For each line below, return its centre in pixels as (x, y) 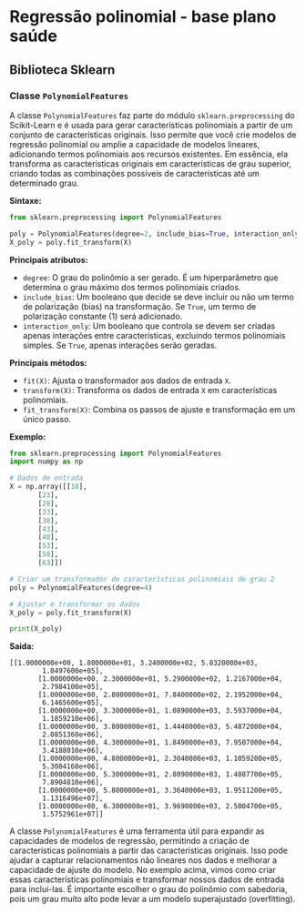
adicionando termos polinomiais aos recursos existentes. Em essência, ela (149, 154)
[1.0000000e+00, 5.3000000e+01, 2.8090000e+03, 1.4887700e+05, (160, 775)
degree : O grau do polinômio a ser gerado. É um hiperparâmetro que (150, 277)
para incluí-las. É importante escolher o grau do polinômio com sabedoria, (148, 889)
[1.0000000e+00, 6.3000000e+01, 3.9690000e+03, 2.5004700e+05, (160, 806)
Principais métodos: (49, 362)
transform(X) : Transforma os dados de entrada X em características (150, 390)
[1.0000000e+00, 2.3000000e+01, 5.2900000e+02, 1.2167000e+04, (160, 679)
